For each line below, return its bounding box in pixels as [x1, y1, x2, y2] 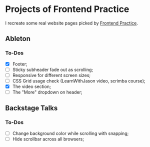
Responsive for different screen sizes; [12, 72, 91, 78]
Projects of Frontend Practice [5, 3, 129, 15]
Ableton [5, 34, 31, 43]
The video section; [12, 83, 51, 89]
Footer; [12, 61, 27, 67]
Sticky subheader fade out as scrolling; [12, 66, 93, 72]
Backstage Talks [5, 104, 58, 112]
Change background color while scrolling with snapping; [12, 130, 129, 136]
